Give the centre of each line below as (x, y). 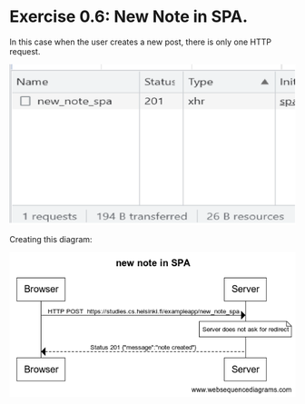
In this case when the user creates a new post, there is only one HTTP (141, 42)
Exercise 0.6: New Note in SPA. (128, 17)
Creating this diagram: (51, 240)
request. (25, 51)
